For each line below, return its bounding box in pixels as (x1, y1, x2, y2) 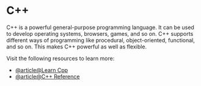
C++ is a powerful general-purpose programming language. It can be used (6, 24, 194, 31)
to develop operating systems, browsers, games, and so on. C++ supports (6, 30, 194, 37)
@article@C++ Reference (15, 73, 80, 80)
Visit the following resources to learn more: (6, 55, 115, 62)
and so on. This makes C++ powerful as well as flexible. (6, 43, 147, 50)
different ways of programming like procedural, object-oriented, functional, (6, 36, 196, 44)
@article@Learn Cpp (15, 66, 68, 73)
